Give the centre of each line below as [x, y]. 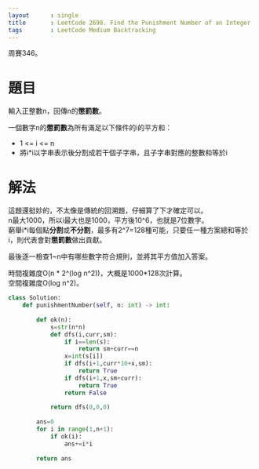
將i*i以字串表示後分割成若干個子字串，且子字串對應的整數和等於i [123, 153]
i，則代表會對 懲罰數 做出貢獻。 [57, 240]
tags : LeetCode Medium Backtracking [82, 30]
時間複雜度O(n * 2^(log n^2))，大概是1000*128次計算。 [97, 273]
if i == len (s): [87, 342]
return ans [54, 458]
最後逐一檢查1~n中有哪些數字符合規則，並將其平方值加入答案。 [110, 256]
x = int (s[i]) [84, 356]
